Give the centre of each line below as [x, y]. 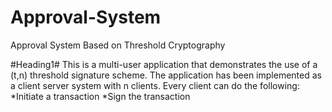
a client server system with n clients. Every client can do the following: [155, 85]
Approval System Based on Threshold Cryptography [118, 45]
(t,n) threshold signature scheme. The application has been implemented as [166, 75]
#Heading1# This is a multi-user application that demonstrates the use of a [164, 64]
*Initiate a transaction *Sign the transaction [100, 96]
